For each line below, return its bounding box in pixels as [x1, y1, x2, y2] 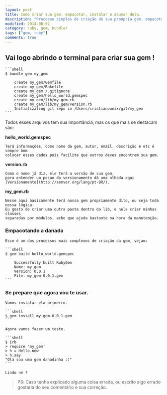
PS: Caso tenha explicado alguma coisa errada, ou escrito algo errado [17, 379, 161, 385]
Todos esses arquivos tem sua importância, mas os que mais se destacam [5, 119, 158, 125]
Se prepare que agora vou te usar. [5, 289, 88, 296]
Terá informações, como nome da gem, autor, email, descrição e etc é [5, 144, 155, 149]
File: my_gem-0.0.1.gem [14, 273, 64, 278]
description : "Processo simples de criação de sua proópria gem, [5, 16, 143, 21]
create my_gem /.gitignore [14, 88, 70, 94]
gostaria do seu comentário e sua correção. [17, 385, 107, 391]
